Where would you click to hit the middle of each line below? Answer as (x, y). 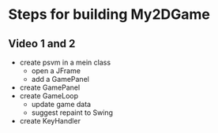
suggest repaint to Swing (72, 113)
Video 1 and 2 (42, 44)
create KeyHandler (50, 121)
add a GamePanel (60, 79)
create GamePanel (50, 87)
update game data (61, 104)
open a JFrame (56, 71)
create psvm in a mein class (65, 62)
